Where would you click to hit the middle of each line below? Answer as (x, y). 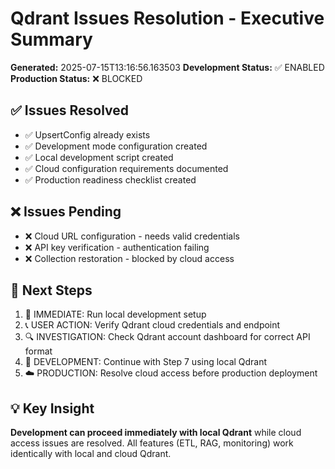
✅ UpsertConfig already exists (87, 134)
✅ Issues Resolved (70, 110)
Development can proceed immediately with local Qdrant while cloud (156, 433)
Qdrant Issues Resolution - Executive (167, 18)
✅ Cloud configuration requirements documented (126, 168)
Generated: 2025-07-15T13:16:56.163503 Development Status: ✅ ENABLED (167, 67)
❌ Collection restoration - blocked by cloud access (129, 258)
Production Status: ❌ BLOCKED (76, 78)
